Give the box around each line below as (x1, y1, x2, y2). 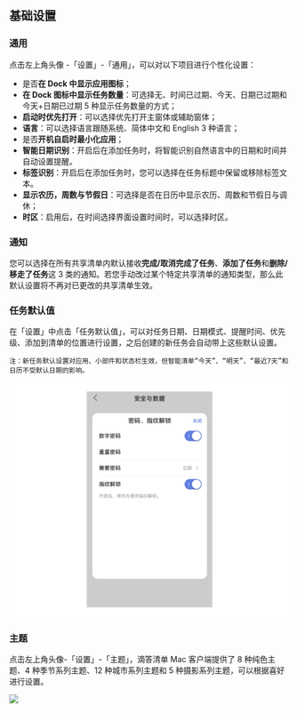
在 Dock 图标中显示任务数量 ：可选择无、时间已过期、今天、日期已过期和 (21, 89, 287, 100)
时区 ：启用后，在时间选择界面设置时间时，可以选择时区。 (21, 212, 233, 222)
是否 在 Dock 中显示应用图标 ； (21, 78, 132, 89)
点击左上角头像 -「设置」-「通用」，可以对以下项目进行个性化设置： (9, 59, 256, 69)
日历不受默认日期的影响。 (9, 366, 89, 375)
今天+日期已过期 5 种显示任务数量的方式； (21, 100, 178, 111)
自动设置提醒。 (21, 156, 77, 166)
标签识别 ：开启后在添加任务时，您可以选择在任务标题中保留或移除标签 (21, 167, 280, 178)
